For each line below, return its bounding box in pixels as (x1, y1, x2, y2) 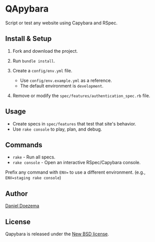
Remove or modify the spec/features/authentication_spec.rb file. (12, 92, 150, 99)
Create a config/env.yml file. (12, 67, 72, 73)
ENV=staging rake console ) (5, 175, 62, 181)
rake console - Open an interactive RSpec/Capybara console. (12, 159, 141, 166)
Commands (5, 140, 43, 149)
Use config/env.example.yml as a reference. (20, 77, 112, 84)
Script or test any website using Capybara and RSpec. (5, 20, 118, 26)
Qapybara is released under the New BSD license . (5, 231, 110, 237)
